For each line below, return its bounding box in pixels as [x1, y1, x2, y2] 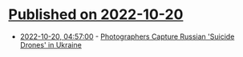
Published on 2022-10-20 [8, 6, 184, 24]
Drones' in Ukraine [19, 40, 82, 49]
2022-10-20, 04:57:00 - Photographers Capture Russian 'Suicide [19, 32, 235, 41]
